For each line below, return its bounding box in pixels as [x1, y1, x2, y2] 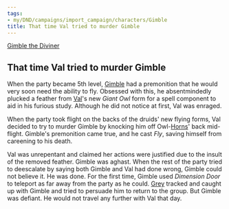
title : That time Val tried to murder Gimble [7, 23, 140, 30]
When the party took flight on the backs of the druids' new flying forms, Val [7, 115, 221, 124]
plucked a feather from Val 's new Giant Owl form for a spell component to [7, 94, 217, 103]
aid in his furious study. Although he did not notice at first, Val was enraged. [7, 102, 222, 110]
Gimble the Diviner [7, 42, 60, 50]
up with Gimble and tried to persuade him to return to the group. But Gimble [7, 187, 221, 195]
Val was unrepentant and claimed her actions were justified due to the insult [7, 151, 222, 159]
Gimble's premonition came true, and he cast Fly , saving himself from [25, 130, 222, 138]
